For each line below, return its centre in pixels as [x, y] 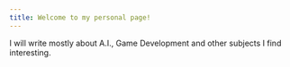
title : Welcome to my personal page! [80, 17]
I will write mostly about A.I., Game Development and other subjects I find [145, 43]
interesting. [30, 52]
